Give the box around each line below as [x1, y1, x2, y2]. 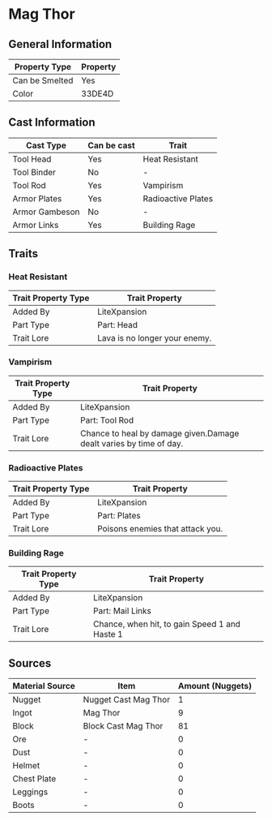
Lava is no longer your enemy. [96, 332, 212, 343]
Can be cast [87, 140, 135, 151]
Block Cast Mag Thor [83, 720, 164, 732]
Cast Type [25, 140, 66, 151]
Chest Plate [12, 773, 57, 784]
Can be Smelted [12, 75, 74, 86]
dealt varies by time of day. [80, 437, 184, 449]
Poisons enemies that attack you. [96, 523, 223, 535]
